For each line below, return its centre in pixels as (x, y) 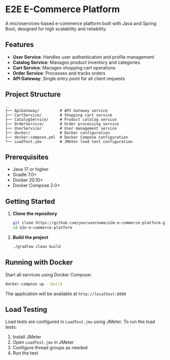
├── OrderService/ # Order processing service (62, 124)
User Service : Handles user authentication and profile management (83, 57)
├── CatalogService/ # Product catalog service (61, 119)
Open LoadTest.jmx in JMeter (43, 342)
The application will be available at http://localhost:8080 (66, 294)
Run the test (25, 353)
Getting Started (30, 201)
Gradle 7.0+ (25, 175)
